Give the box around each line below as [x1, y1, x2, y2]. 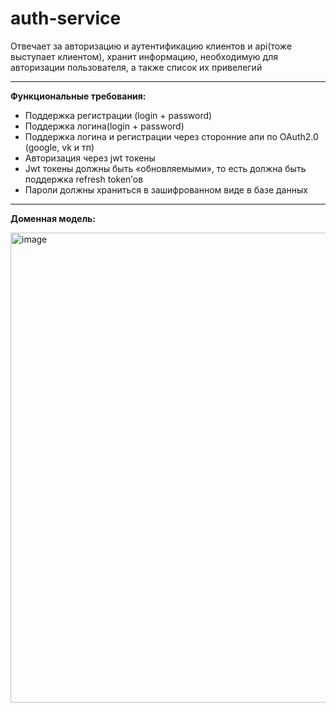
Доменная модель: [10, 212, 97, 224]
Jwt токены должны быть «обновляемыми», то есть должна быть [24, 162, 307, 174]
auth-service [10, 7, 122, 30]
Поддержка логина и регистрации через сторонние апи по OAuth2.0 [24, 130, 319, 142]
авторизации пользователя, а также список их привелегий [10, 61, 263, 73]
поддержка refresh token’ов [24, 173, 144, 185]
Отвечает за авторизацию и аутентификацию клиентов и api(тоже [10, 40, 293, 52]
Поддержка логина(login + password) [24, 120, 185, 132]
